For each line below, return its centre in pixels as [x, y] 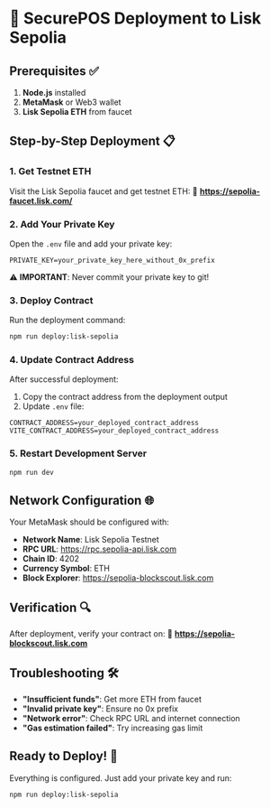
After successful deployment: [64, 379]
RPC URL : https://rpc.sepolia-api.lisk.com [99, 549]
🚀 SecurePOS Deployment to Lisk [135, 19]
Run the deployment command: [67, 320]
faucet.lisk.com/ [41, 200]
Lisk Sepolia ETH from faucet [77, 111]
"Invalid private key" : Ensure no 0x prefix [100, 709]
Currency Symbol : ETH [66, 569]
